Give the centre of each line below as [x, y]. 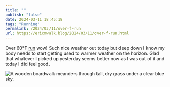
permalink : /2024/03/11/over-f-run [43, 29]
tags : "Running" [22, 24]
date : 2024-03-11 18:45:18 [34, 19]
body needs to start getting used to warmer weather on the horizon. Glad [82, 53]
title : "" [16, 10]
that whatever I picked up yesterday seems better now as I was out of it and [85, 58]
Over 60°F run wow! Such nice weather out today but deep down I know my [85, 48]
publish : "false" [24, 15]
